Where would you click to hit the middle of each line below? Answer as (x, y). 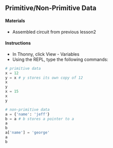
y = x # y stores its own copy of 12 (44, 78)
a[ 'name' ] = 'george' (28, 133)
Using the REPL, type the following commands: (60, 59)
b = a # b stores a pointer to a (40, 119)
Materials (15, 21)
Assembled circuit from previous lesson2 (54, 32)
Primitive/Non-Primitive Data (51, 8)
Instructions (18, 43)
